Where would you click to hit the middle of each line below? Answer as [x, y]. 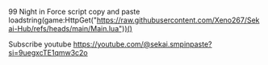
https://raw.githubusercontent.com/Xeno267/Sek [178, 20]
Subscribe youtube [40, 44]
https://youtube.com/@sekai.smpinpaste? [142, 44]
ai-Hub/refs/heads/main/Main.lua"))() [71, 28]
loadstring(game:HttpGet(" [52, 20]
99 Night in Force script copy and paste [74, 12]
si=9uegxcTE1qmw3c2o [48, 53]
